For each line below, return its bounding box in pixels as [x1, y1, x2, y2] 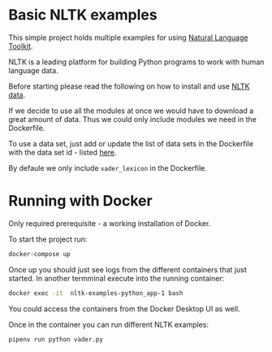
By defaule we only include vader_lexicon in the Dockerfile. [8, 163, 207, 172]
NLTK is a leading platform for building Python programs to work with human [8, 57, 265, 67]
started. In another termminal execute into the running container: [8, 273, 225, 283]
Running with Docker [8, 192, 153, 211]
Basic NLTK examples [8, 6, 158, 24]
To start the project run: [8, 234, 88, 244]
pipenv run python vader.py [8, 335, 104, 343]
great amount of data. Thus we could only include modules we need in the [8, 114, 257, 124]
